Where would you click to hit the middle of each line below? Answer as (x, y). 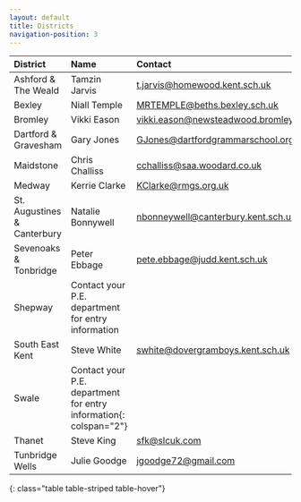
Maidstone (36, 166)
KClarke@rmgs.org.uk (182, 186)
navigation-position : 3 (54, 34)
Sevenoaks (37, 249)
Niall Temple (97, 106)
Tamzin (86, 80)
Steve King (93, 441)
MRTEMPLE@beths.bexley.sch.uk (207, 106)
